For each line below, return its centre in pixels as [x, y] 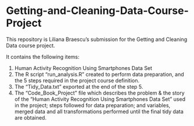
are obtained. [30, 117]
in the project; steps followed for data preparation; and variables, [92, 105]
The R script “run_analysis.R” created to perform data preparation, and [99, 74]
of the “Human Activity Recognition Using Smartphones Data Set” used [100, 99]
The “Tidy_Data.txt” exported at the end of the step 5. [79, 86]
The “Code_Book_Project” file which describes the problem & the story [99, 93]
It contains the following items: [43, 57]
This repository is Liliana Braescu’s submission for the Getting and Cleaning [97, 39]
